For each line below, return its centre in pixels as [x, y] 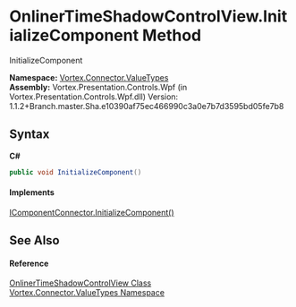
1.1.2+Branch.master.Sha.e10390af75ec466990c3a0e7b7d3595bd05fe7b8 [147, 106]
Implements [32, 192]
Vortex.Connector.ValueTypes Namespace [87, 293]
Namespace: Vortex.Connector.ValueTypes [89, 77]
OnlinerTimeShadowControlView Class [80, 283]
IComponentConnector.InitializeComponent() [92, 212]
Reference [29, 263]
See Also [34, 240]
